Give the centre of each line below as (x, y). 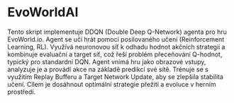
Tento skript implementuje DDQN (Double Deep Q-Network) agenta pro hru (117, 32)
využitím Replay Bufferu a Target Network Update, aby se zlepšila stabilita (115, 77)
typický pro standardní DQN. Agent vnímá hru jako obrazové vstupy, (107, 61)
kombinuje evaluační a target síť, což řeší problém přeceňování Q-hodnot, (115, 54)
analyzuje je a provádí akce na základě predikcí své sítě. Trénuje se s (108, 69)
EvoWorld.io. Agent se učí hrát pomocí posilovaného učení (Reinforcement (116, 39)
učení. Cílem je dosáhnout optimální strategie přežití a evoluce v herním (112, 84)
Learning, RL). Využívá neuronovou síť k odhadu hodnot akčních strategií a (116, 47)
